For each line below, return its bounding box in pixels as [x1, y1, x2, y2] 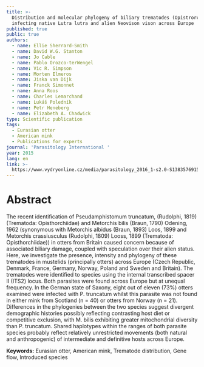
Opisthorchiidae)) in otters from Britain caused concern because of [6, 239, 174, 246]
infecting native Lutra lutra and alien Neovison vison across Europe [12, 20, 194, 26]
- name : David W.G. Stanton [12, 49, 83, 55]
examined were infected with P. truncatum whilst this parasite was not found [6, 291, 197, 298]
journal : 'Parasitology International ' [6, 144, 110, 150]
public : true [6, 32, 39, 38]
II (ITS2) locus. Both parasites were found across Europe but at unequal [6, 277, 185, 285]
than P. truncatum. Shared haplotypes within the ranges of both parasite [6, 323, 187, 330]
